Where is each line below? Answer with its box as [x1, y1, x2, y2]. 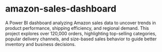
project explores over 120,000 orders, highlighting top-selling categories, [5, 30, 157, 36]
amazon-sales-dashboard [5, 3, 117, 15]
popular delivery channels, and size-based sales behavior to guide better [5, 36, 157, 42]
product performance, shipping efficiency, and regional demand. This [5, 25, 149, 31]
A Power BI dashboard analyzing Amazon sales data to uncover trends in [5, 20, 156, 26]
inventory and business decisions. [5, 41, 76, 47]
